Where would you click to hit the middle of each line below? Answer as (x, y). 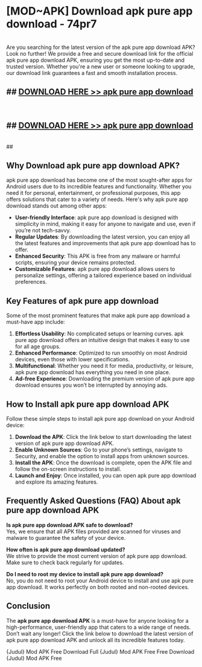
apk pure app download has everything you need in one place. (93, 372)
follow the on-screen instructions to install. (68, 469)
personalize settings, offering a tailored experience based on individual (103, 275)
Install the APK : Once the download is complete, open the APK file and (103, 462)
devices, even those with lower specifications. (72, 360)
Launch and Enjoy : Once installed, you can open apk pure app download (106, 475)
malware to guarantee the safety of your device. (66, 537)
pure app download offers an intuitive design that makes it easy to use (102, 340)
